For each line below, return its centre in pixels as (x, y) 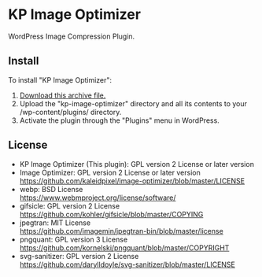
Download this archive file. (63, 95)
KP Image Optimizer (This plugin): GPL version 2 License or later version (137, 164)
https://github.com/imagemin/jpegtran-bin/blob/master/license (122, 231)
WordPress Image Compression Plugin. (72, 36)
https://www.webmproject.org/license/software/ (98, 198)
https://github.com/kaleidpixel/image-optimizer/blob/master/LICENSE (132, 181)
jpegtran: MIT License (55, 223)
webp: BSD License (51, 189)
